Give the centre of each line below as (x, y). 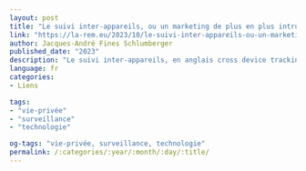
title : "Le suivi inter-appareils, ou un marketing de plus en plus (142, 26)
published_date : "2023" (55, 52)
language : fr (34, 69)
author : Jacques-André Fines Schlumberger (91, 43)
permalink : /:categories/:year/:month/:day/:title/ (109, 152)
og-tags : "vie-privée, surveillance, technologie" (107, 144)
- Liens (24, 85)
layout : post (34, 18)
